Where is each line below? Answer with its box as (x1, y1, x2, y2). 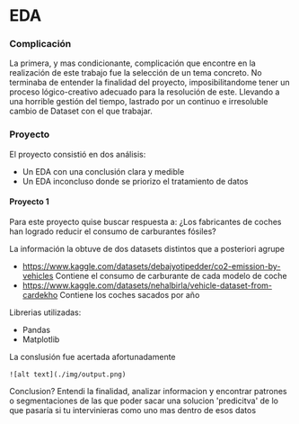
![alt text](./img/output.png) (9, 370, 127, 379)
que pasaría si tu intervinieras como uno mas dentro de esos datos (9, 404, 257, 415)
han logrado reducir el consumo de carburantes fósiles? (9, 226, 217, 237)
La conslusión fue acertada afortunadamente (9, 351, 177, 362)
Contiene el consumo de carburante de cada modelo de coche (55, 270, 287, 281)
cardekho (22, 289, 58, 300)
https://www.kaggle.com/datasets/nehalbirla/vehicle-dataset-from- (22, 280, 272, 291)
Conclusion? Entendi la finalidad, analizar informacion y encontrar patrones (9, 385, 287, 396)
